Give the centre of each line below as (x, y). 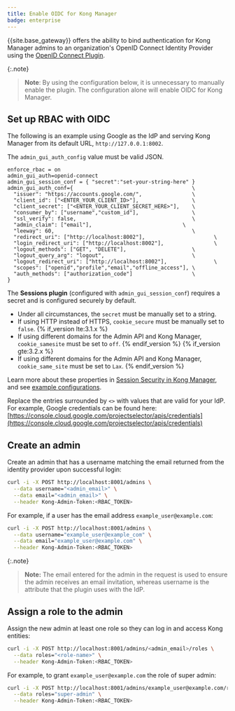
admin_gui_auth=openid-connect (53, 176)
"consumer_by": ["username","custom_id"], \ (105, 213)
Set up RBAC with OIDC (59, 119)
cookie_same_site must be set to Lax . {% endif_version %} (101, 366)
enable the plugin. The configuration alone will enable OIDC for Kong (123, 90)
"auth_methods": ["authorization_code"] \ (105, 274)
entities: (19, 635)
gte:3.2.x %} (35, 352)
